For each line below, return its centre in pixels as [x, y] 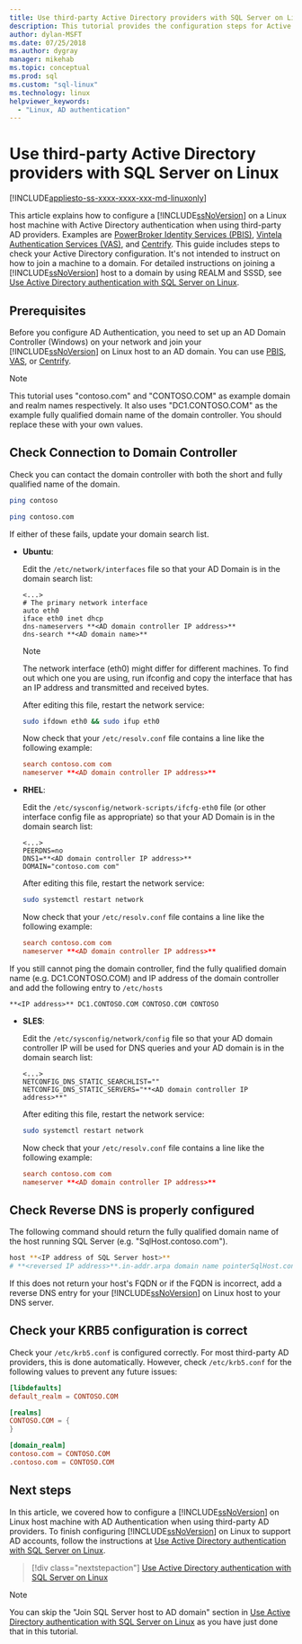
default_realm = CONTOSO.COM [64, 1396]
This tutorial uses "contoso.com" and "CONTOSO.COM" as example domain [150, 396]
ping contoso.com [42, 517]
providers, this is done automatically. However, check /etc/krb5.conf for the [151, 1362]
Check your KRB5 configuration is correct [129, 1331]
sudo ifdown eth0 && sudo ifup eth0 [91, 721]
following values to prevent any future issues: [93, 1371]
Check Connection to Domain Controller [124, 453]
